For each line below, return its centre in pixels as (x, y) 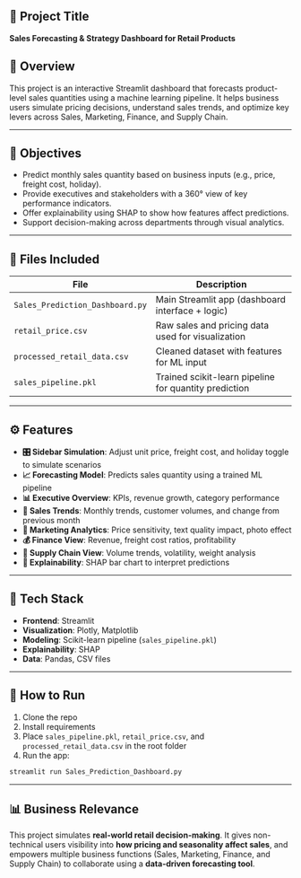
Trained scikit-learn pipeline (215, 377)
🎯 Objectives (46, 154)
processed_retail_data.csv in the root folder (104, 745)
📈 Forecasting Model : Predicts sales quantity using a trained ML (142, 475)
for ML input (181, 363)
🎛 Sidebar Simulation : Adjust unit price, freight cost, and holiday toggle (155, 452)
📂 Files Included (55, 259)
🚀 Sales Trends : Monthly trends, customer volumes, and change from (151, 511)
